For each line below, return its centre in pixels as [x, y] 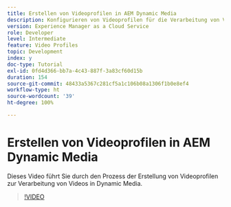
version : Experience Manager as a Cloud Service [78, 26]
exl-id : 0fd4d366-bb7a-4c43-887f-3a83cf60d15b [75, 71]
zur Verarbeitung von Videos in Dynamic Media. [75, 183]
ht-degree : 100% [30, 103]
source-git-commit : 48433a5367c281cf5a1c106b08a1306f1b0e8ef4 [98, 84]
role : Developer [30, 33]
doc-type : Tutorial [35, 64]
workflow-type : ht [33, 90]
